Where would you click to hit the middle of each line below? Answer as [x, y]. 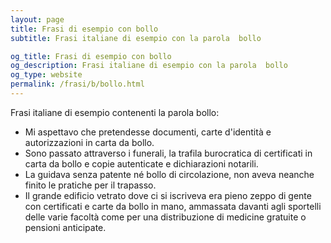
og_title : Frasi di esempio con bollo [91, 56]
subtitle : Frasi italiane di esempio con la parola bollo [136, 38]
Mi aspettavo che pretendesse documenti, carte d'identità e [148, 132]
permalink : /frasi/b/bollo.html [77, 84]
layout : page [37, 19]
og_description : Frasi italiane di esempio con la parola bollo [149, 66]
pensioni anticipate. [65, 227]
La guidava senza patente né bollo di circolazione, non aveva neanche [169, 174]
